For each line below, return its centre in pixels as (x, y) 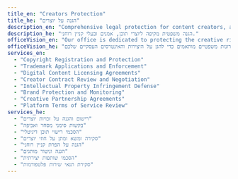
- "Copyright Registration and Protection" (79, 60)
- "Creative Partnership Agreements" (69, 99)
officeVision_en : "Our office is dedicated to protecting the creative (115, 40)
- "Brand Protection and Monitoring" (69, 92)
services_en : (27, 54)
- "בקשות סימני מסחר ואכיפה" (50, 125)
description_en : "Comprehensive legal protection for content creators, (117, 27)
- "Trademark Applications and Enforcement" (80, 66)
